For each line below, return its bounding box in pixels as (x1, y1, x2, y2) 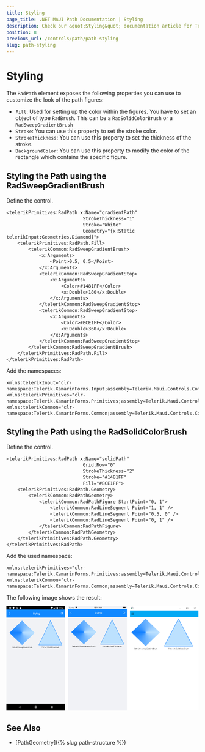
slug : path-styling (6, 42, 56, 48)
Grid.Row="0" (82, 462, 116, 468)
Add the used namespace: (6, 552, 73, 559)
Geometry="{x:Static (82, 228, 135, 234)
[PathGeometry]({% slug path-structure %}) (15, 739, 126, 746)
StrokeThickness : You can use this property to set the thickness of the (15, 133, 192, 141)
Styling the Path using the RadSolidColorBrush (6, 427, 187, 437)
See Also (6, 723, 41, 733)
